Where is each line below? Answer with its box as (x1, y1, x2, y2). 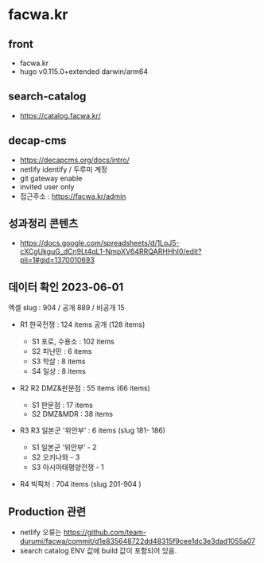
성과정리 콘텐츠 (8, 217, 79, 231)
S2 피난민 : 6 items (31, 347, 92, 356)
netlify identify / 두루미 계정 (19, 165, 108, 174)
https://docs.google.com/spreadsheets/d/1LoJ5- (19, 239, 180, 248)
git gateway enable (19, 173, 83, 183)
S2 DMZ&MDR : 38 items (31, 410, 114, 419)
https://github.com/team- (63, 527, 147, 538)
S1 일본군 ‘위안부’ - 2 (31, 443, 97, 452)
